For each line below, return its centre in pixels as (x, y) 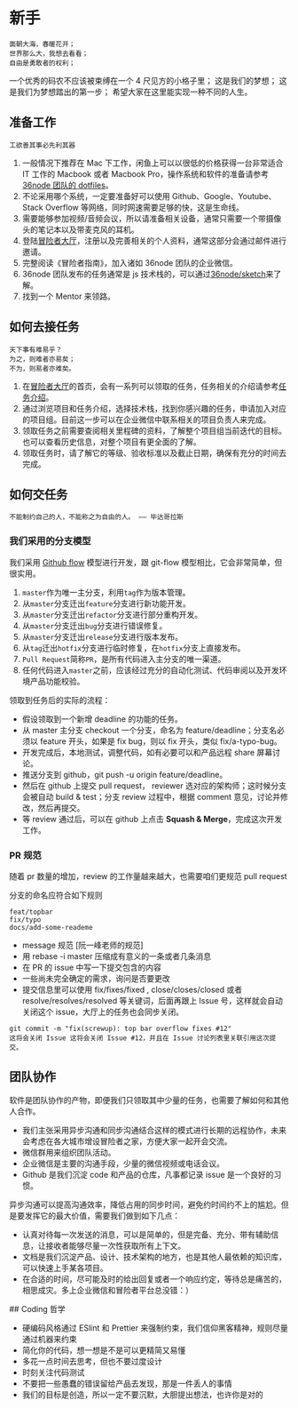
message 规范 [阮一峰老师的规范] (82, 945)
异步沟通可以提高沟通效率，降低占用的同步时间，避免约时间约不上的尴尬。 (145, 1204)
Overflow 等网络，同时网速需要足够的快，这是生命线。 (144, 207)
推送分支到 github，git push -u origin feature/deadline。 (125, 774)
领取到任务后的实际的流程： (60, 700)
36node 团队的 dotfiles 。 (67, 185)
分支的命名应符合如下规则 (56, 895)
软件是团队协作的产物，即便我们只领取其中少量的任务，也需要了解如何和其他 (149, 1100)
